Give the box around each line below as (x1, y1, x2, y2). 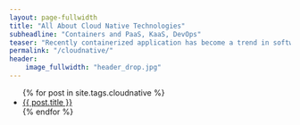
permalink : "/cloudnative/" (9, 46, 114, 55)
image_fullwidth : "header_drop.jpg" (25, 63, 162, 72)
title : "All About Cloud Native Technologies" (9, 21, 186, 30)
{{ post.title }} (21, 96, 73, 107)
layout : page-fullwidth (9, 12, 98, 22)
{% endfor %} (21, 106, 74, 117)
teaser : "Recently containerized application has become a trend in (9, 37, 270, 47)
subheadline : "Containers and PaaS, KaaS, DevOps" (9, 29, 202, 38)
